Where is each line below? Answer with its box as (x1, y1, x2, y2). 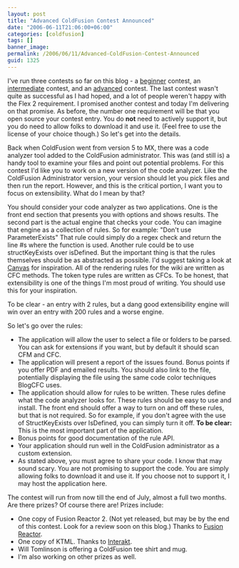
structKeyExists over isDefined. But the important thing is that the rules (7, 248, 215, 257)
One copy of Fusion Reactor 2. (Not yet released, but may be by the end (17, 514, 230, 523)
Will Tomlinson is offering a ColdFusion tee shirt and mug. (17, 544, 188, 553)
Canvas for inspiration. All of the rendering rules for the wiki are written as (7, 263, 225, 272)
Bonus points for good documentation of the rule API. (17, 433, 175, 442)
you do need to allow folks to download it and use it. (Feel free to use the (7, 122, 222, 131)
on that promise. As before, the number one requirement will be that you (7, 106, 220, 115)
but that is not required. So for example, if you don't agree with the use (17, 411, 226, 420)
